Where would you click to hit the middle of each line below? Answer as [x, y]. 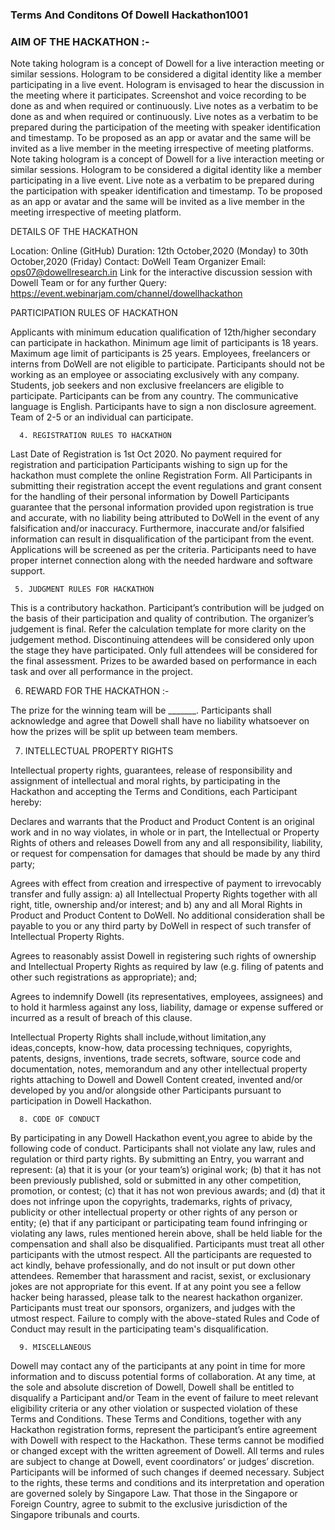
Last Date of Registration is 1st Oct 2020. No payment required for [146, 454]
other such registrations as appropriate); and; [104, 977]
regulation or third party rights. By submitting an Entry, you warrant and [157, 1159]
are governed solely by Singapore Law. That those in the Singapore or [154, 1494]
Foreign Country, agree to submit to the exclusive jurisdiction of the [149, 1504]
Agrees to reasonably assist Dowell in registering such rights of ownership [163, 956]
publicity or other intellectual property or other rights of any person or [154, 1212]
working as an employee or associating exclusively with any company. [155, 375]
